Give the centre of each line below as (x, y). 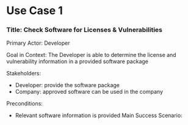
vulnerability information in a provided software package (77, 61)
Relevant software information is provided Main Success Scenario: (99, 116)
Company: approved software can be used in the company (89, 92)
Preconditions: (24, 104)
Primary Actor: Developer (38, 43)
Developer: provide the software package (67, 85)
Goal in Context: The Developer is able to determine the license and (91, 55)
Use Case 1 (34, 11)
